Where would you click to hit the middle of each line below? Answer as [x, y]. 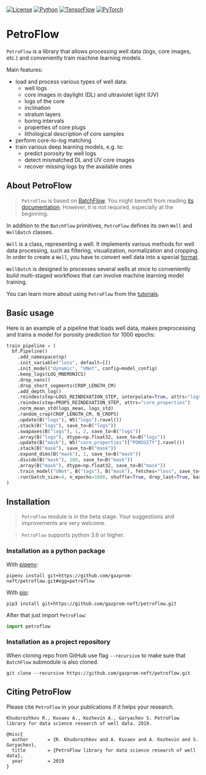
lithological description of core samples [74, 134]
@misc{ [15, 734]
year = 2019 [38, 761]
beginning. [35, 213]
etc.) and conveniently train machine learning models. [74, 58]
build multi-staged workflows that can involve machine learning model [95, 275]
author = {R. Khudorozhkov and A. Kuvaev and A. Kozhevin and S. [105, 739]
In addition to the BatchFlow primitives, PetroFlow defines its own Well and [99, 225]
